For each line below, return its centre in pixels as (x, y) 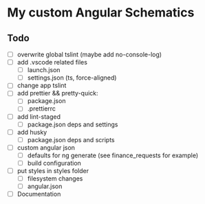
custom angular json (46, 147)
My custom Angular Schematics (101, 13)
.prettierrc (42, 109)
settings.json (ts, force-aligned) (72, 78)
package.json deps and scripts (71, 139)
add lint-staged (39, 116)
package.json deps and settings (73, 124)
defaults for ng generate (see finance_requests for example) (112, 155)
